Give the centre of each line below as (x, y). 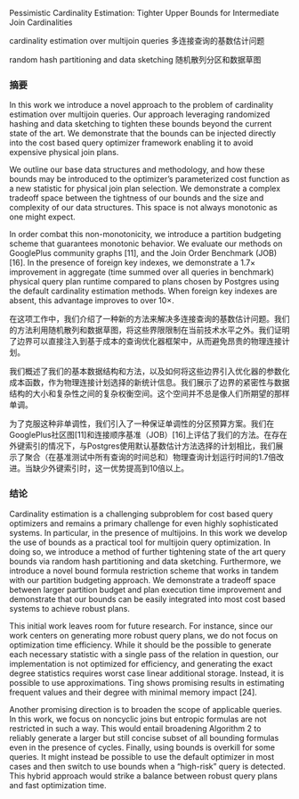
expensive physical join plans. (64, 152)
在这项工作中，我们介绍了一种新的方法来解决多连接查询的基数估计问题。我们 (149, 319)
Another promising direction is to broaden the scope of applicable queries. (146, 709)
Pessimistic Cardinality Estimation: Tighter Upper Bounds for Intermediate (144, 13)
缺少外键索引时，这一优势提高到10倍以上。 (111, 468)
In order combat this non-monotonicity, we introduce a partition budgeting (145, 235)
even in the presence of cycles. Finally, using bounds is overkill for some (142, 747)
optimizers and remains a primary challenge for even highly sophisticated (144, 523)
